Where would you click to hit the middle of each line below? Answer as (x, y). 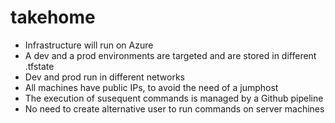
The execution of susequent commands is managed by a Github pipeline (174, 98)
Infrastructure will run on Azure (89, 45)
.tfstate (39, 66)
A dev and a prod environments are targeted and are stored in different (170, 55)
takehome (53, 17)
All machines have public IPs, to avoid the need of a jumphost (151, 87)
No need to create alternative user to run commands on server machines (174, 108)
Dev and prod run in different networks (105, 77)
